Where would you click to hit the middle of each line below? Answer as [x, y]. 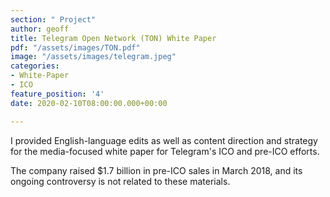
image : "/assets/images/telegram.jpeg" [93, 57]
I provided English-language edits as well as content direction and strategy [164, 140]
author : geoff [40, 29]
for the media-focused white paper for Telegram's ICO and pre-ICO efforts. [165, 151]
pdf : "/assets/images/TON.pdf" [75, 47]
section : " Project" [53, 19]
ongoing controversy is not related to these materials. [120, 181]
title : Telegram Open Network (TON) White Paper [113, 38]
